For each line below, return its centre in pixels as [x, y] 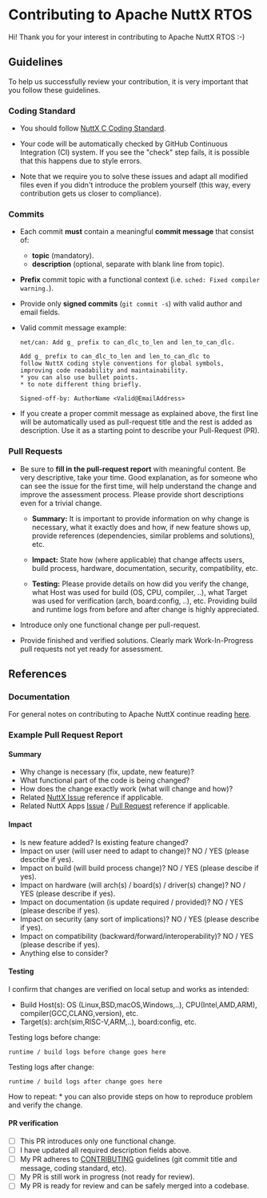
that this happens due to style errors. [81, 161]
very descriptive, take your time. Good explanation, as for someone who [139, 477]
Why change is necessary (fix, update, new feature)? [107, 772]
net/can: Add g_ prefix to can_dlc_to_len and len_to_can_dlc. [128, 342]
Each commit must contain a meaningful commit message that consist [137, 232]
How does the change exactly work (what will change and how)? [126, 789]
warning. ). [37, 288]
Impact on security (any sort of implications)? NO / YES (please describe [139, 919]
